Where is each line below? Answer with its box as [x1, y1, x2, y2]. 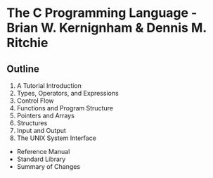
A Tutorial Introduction [16, 82, 82, 89]
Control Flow [16, 96, 54, 105]
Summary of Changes [16, 163, 81, 170]
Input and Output [16, 127, 66, 134]
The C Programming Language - [6, 5, 198, 21]
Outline [6, 63, 39, 75]
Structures [16, 119, 48, 127]
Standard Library [16, 155, 66, 163]
